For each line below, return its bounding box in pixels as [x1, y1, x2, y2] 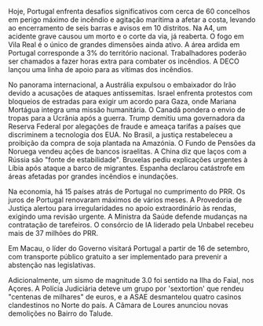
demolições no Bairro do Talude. [8, 309, 114, 318]
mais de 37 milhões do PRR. [8, 229, 99, 237]
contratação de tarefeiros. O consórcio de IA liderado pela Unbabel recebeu [8, 220, 254, 230]
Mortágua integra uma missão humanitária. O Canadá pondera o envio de [8, 105, 246, 114]
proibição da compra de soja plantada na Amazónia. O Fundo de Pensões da [8, 139, 256, 147]
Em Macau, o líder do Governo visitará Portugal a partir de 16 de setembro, [8, 244, 250, 253]
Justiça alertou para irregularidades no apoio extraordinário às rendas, [8, 204, 237, 212]
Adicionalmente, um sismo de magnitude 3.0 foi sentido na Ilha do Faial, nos [8, 276, 254, 284]
